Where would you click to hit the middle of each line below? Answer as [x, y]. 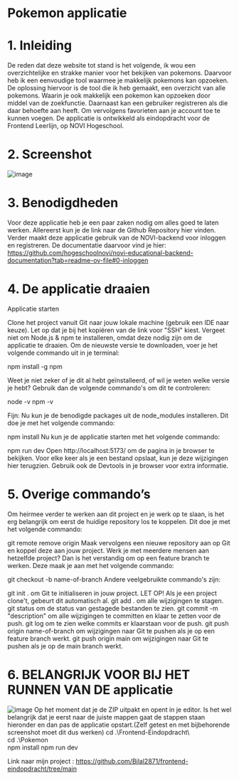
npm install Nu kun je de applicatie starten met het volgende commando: [114, 437]
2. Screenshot [50, 155]
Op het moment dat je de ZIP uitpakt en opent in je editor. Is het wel [133, 710]
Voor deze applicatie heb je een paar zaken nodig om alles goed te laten [113, 223]
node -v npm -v [30, 401]
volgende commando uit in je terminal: [63, 353]
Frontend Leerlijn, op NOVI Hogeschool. [66, 126]
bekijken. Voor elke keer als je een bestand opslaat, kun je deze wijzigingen [118, 458]
